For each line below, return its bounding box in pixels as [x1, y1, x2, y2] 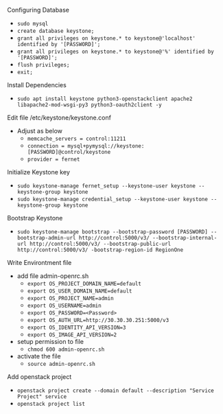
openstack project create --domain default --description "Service [16, 387, 214, 394]
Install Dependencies [7, 81, 67, 89]
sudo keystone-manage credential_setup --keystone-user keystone [16, 196, 208, 203]
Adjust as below [16, 127, 63, 135]
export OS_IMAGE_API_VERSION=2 [27, 332, 117, 338]
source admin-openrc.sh [27, 360, 96, 367]
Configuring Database [7, 6, 70, 14]
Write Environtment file [7, 259, 72, 266]
